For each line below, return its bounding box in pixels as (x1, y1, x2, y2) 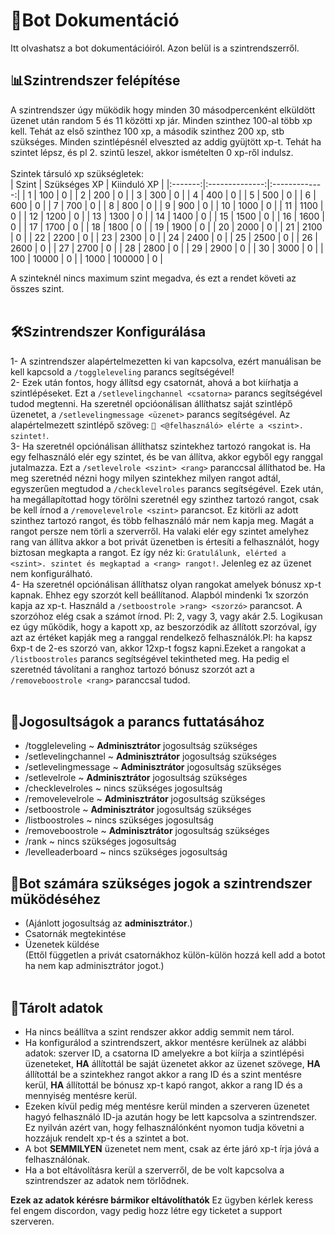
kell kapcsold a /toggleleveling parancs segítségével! (10, 365, 235, 378)
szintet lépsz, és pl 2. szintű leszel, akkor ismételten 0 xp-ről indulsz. (10, 146, 294, 158)
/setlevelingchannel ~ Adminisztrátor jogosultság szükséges (24, 750, 277, 763)
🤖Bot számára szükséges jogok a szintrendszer (10, 875, 313, 892)
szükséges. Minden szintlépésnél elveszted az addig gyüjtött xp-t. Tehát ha (10, 135, 322, 148)
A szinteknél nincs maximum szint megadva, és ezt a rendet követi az (10, 272, 297, 284)
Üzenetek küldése (24, 939, 100, 951)
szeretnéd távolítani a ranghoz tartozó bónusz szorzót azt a (10, 663, 255, 675)
